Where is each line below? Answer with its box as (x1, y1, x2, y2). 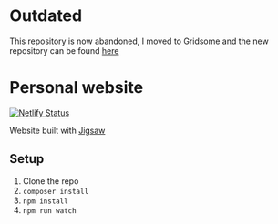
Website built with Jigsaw (9, 125, 106, 136)
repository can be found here (9, 45, 119, 56)
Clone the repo (22, 175, 79, 187)
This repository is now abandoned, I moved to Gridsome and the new (9, 36, 269, 46)
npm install (22, 197, 68, 206)
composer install (22, 187, 89, 196)
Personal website (9, 77, 144, 98)
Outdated (9, 5, 83, 26)
